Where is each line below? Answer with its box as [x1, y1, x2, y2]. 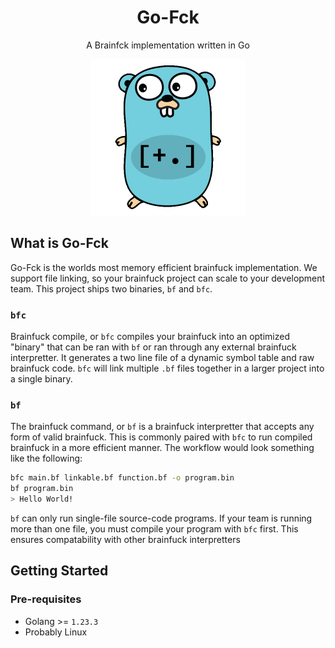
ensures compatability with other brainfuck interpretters [10, 533, 241, 545]
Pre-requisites [10, 592, 82, 606]
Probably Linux [24, 626, 88, 638]
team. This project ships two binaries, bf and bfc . [10, 282, 213, 295]
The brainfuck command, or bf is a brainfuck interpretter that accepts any [10, 421, 315, 433]
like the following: [10, 452, 83, 465]
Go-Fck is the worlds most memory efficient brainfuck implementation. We [10, 261, 318, 273]
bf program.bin [10, 484, 74, 494]
